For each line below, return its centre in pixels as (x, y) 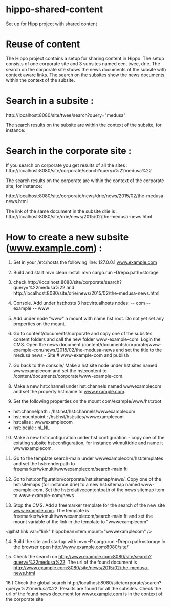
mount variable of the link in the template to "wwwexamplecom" (81, 521)
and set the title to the (139, 350)
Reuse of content (43, 44)
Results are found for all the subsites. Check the (111, 588)
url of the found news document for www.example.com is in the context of (84, 594)
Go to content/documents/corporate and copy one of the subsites (83, 333)
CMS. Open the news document (47, 344)
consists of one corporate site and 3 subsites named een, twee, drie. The (83, 64)
